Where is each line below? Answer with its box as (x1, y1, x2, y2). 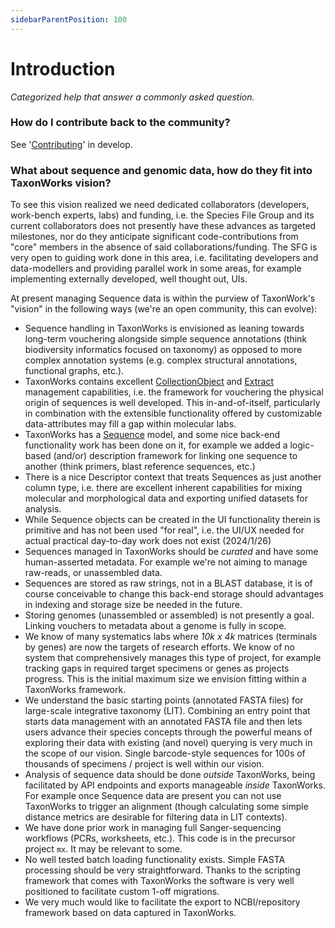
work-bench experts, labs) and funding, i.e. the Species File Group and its (10, 209, 315, 221)
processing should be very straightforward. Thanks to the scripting (24, 864, 301, 876)
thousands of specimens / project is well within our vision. (24, 758, 265, 770)
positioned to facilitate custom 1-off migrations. (24, 886, 220, 898)
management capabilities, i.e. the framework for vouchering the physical (24, 386, 324, 398)
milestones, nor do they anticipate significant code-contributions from (10, 231, 299, 243)
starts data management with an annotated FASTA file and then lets (24, 716, 303, 728)
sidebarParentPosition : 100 (10, 14, 128, 25)
